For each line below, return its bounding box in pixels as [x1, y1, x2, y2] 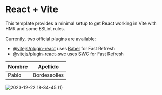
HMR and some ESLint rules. [5, 25, 65, 31]
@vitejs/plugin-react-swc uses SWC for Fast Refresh [12, 51, 124, 57]
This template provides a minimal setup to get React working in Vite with [5, 20, 157, 26]
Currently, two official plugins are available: [5, 36, 96, 42]
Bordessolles [33, 71, 64, 78]
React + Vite [5, 4, 59, 15]
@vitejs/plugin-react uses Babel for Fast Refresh [12, 45, 115, 51]
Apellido [38, 62, 59, 70]
